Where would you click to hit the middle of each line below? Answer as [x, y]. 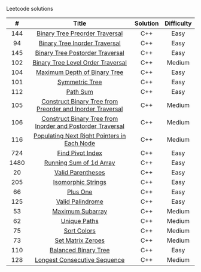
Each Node [80, 143]
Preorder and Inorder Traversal [80, 109]
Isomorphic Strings [80, 182]
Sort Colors [80, 231]
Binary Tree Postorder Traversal [80, 53]
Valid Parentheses [80, 172]
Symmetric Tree [80, 82]
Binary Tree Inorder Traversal [80, 43]
